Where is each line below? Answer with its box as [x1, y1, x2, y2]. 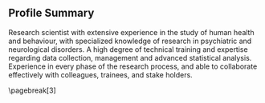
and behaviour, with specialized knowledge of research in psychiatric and [8, 36, 252, 46]
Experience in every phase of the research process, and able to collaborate [8, 61, 258, 71]
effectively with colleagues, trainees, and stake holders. [8, 69, 193, 79]
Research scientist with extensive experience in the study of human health [8, 27, 255, 37]
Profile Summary [8, 6, 95, 20]
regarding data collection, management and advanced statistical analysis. [8, 53, 252, 62]
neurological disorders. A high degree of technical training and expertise [8, 44, 248, 54]
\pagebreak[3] [8, 85, 56, 95]
